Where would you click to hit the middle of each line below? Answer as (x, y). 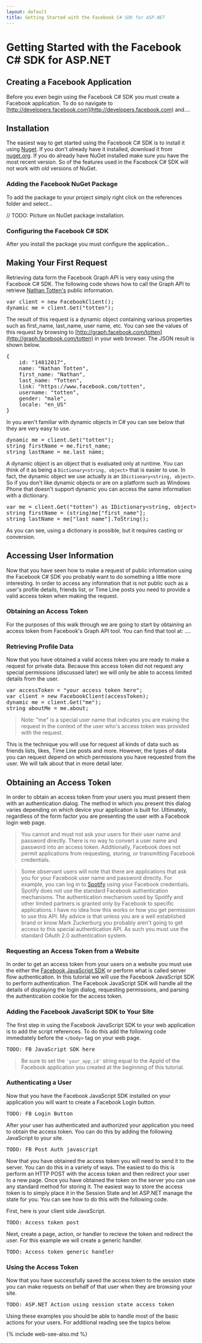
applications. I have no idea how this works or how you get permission (108, 909)
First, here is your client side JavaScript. (56, 1211)
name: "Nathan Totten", (54, 368)
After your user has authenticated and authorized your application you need (100, 1125)
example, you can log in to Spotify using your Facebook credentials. (105, 884)
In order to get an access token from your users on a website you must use (99, 964)
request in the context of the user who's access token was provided (105, 726)
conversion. (21, 537)
